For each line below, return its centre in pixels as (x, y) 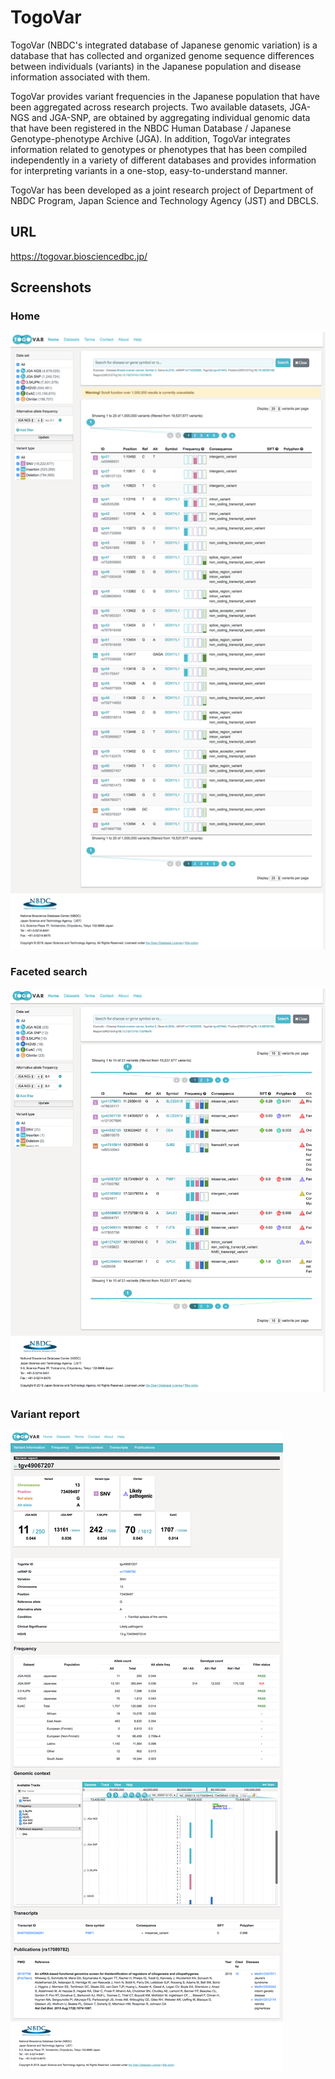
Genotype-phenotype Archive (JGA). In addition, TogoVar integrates (150, 138)
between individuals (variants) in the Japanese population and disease (156, 66)
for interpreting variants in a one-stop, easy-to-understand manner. (149, 170)
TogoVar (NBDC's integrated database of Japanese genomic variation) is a (164, 45)
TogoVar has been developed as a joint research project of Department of (162, 190)
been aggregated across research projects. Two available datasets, (149, 107)
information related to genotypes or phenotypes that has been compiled (159, 149)
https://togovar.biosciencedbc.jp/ (79, 256)
